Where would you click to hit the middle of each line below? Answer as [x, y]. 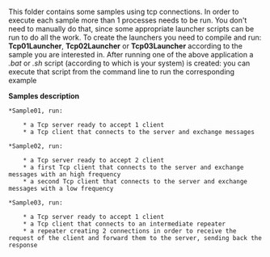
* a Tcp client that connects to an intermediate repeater [124, 224]
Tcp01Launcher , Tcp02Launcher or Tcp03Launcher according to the [125, 46]
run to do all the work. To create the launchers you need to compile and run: [135, 37]
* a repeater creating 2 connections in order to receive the [130, 231]
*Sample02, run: [36, 146]
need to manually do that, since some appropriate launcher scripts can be [131, 29]
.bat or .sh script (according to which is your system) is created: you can [129, 63]
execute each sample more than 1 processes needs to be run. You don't [128, 20]
